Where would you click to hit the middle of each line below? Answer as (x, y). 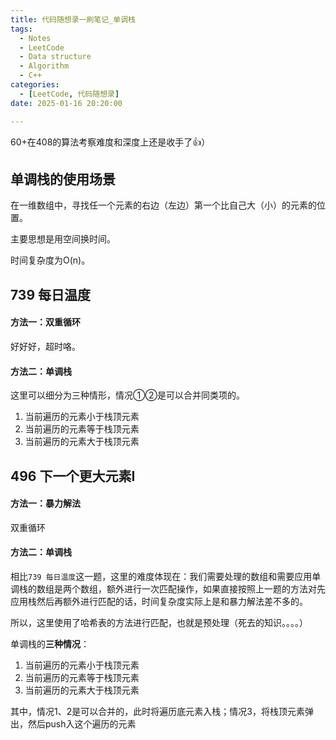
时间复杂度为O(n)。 (50, 260)
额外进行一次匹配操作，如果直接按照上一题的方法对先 (216, 588)
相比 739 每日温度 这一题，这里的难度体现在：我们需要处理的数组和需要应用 (161, 576)
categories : (35, 85)
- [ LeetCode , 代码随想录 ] (69, 94)
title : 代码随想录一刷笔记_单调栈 (73, 19)
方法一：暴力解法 (45, 503)
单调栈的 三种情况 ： (50, 643)
